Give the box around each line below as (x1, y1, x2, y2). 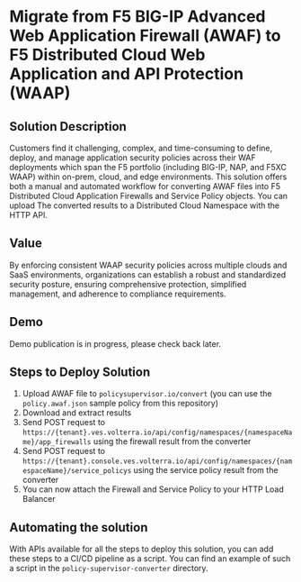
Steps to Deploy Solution (9, 365, 151, 380)
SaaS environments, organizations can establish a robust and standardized (9, 268, 287, 280)
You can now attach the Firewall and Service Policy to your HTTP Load (22, 484, 285, 495)
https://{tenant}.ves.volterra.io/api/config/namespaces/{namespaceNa (22, 428, 293, 438)
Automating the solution (9, 520, 148, 535)
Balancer (22, 494, 56, 505)
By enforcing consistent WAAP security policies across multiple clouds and (9, 259, 288, 270)
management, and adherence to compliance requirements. (9, 288, 226, 299)
